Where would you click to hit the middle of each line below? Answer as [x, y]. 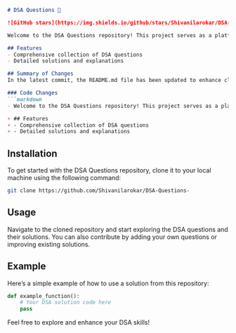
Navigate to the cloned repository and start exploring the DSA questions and [118, 229]
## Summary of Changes [40, 74]
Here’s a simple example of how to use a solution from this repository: [108, 283]
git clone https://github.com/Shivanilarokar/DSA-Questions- [99, 191]
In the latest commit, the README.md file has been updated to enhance [114, 81]
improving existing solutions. [48, 244]
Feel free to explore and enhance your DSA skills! [79, 322]
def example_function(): [44, 296]
